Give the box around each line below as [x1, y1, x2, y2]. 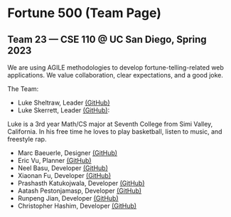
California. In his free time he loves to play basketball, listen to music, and [7, 127, 222, 136]
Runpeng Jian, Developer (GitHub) [17, 194, 119, 202]
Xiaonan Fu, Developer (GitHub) [17, 171, 112, 179]
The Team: [7, 85, 39, 93]
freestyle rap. [7, 135, 47, 143]
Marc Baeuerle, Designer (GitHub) [17, 149, 118, 157]
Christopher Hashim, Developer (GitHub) [17, 201, 137, 210]
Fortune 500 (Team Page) [7, 5, 162, 21]
